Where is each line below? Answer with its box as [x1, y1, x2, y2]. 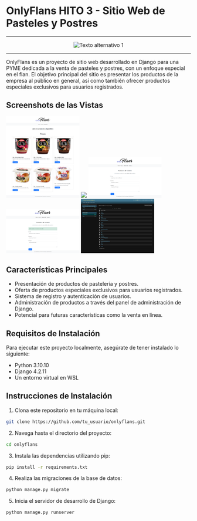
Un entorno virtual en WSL [14, 374, 79, 381]
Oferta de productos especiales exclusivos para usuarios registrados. [14, 286, 183, 294]
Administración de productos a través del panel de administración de [14, 299, 182, 306]
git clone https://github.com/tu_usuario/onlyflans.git [6, 418, 145, 425]
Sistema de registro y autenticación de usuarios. [14, 293, 132, 300]
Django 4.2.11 [14, 368, 47, 375]
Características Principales [6, 265, 108, 275]
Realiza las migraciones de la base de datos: [14, 475, 122, 482]
